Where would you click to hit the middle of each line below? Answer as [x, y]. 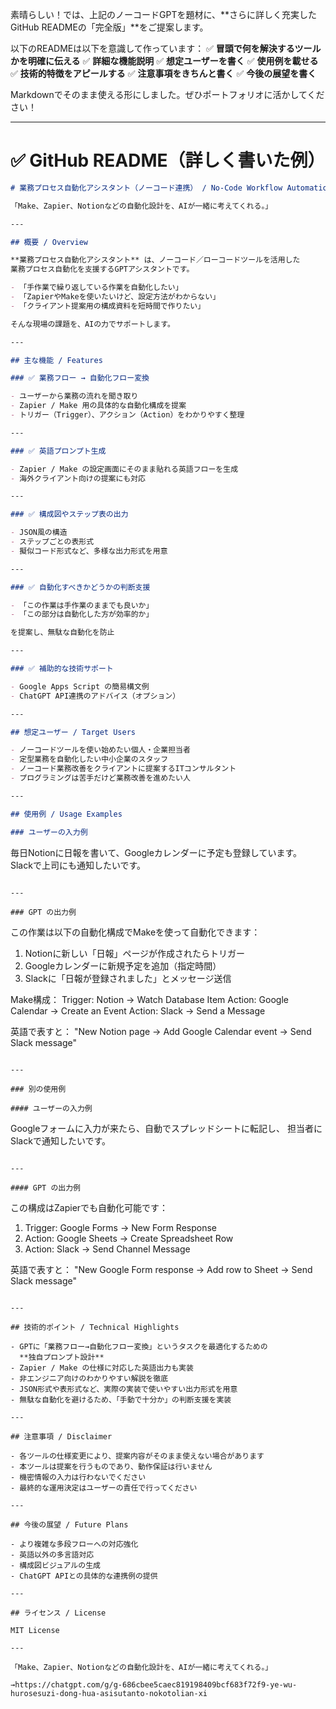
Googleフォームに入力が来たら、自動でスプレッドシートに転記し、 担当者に [166, 1128]
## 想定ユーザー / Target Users [73, 732]
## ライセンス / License [58, 1613]
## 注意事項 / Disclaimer [61, 1436]
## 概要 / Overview [49, 242]
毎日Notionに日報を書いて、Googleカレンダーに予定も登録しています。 [156, 852]
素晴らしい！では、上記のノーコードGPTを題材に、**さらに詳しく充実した [164, 14]
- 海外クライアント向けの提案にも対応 [78, 478]
